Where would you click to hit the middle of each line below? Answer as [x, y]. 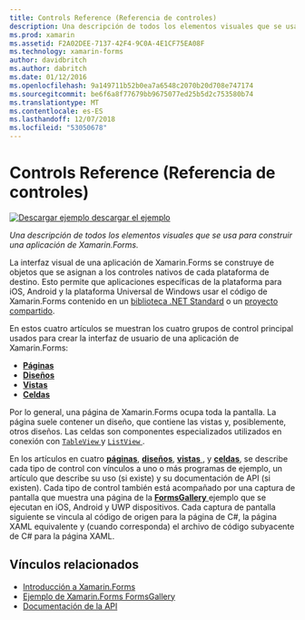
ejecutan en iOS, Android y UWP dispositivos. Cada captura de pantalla [143, 507]
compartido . [32, 310]
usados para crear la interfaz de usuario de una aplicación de [124, 338]
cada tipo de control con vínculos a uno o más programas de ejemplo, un [146, 468]
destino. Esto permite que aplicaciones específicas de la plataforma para [146, 281]
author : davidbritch [49, 60]
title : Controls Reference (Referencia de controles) [113, 18]
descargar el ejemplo [131, 217]
